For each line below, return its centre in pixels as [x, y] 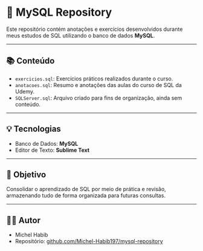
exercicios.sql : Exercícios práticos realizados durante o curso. [94, 79]
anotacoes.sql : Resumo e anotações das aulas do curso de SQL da [98, 85]
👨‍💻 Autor [24, 220]
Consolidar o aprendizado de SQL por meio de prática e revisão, [86, 189]
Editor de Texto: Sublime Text [52, 150]
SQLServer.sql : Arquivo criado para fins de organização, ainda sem [98, 98]
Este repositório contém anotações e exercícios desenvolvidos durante [95, 29]
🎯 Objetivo [26, 174]
